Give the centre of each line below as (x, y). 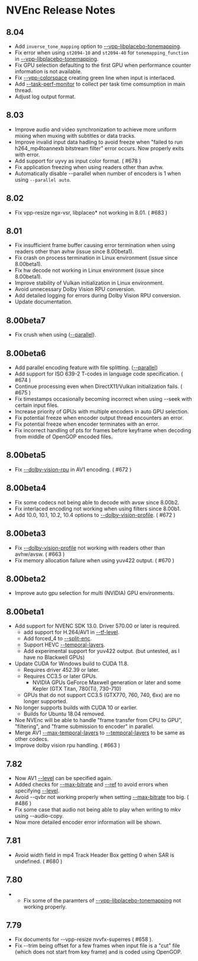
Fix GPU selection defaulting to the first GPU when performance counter (103, 65)
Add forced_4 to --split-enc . (58, 639)
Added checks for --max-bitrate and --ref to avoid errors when (91, 784)
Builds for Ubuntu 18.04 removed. (64, 714)
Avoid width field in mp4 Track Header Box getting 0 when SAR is (94, 855)
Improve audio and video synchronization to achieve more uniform (95, 129)
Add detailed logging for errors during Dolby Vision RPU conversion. (98, 296)
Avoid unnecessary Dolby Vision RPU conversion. (75, 289)
